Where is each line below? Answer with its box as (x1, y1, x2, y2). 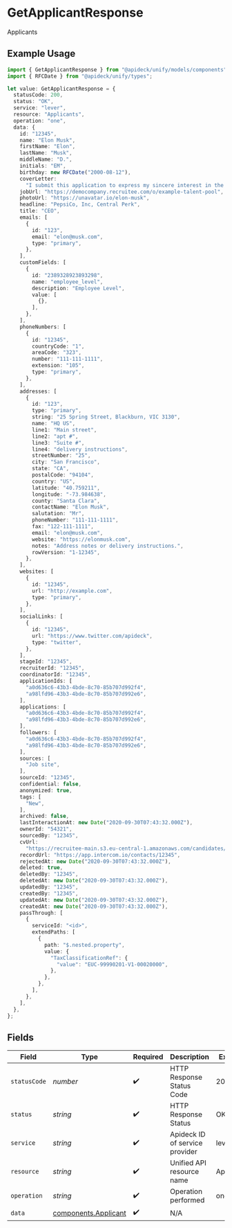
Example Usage (7, 48, 76, 60)
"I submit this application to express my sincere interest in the (25, 181, 224, 188)
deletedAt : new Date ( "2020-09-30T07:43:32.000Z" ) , (19, 878, 168, 884)
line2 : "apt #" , (32, 433, 79, 440)
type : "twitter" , (32, 639, 81, 646)
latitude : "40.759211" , (32, 484, 100, 491)
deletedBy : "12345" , (19, 871, 79, 878)
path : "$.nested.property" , (43, 941, 126, 948)
